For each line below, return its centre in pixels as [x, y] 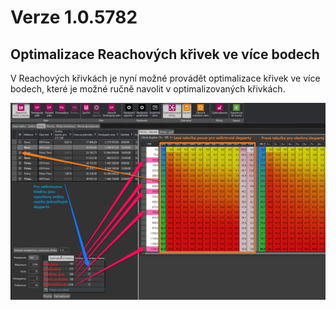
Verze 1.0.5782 [74, 17]
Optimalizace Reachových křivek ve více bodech [165, 54]
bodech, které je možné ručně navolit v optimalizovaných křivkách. [148, 89]
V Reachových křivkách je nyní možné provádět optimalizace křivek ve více [165, 78]
